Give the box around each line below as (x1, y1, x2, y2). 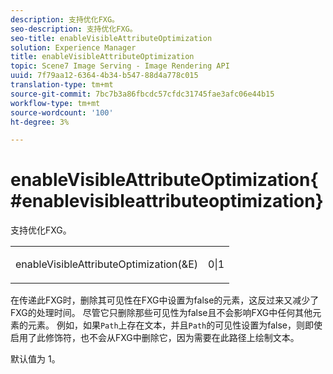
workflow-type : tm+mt (10, 98, 101, 108)
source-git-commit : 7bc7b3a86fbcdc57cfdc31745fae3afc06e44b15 (10, 89, 275, 99)
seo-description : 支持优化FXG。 (10, 24, 138, 34)
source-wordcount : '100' (10, 107, 114, 118)
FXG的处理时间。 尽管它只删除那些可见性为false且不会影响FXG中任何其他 (10, 307, 313, 319)
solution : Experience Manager (10, 42, 137, 53)
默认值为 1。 (10, 353, 61, 365)
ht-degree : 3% (10, 117, 70, 127)
